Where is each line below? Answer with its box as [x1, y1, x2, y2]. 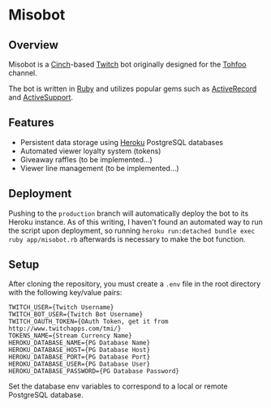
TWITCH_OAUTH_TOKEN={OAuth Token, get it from [8, 318, 169, 326]
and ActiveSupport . [8, 92, 73, 102]
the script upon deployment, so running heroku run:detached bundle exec [8, 225, 256, 235]
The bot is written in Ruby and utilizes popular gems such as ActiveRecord [8, 84, 257, 93]
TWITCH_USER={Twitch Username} [8, 303, 114, 311]
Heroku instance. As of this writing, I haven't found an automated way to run [8, 217, 264, 226]
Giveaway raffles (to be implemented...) [19, 154, 153, 164]
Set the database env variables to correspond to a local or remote [8, 381, 229, 391]
